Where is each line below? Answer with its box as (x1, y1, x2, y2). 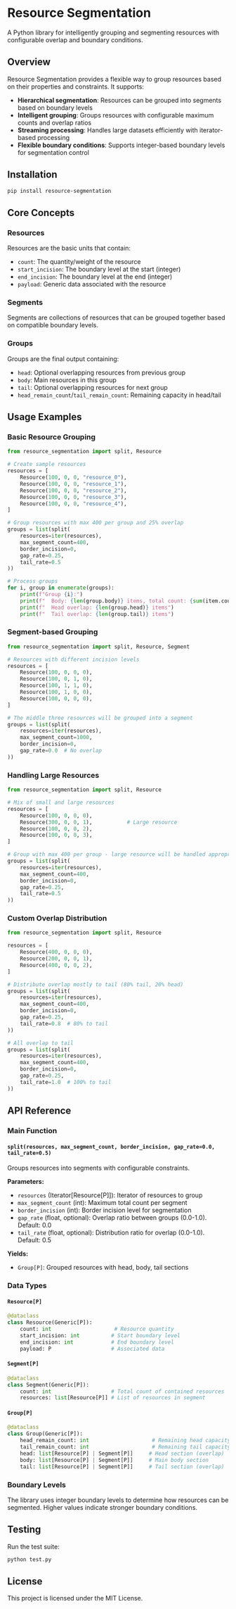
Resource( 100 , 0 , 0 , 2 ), (20, 825, 93, 832)
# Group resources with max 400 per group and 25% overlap (7, 519, 184, 526)
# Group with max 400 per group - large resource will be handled (7, 851, 206, 858)
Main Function (7, 1125, 58, 1135)
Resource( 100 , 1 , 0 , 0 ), (20, 688, 93, 696)
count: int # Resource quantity (20, 1325, 174, 1333)
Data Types (7, 1281, 47, 1291)
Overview (7, 56, 51, 68)
